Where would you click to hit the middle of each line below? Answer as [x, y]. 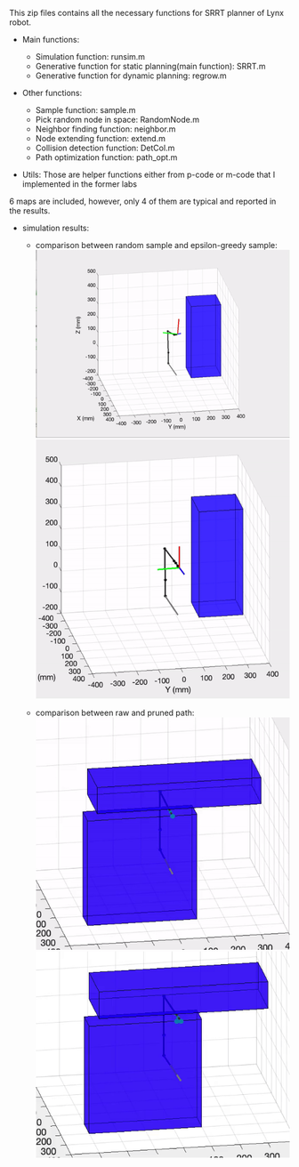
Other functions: [52, 93]
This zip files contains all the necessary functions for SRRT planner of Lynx [147, 13]
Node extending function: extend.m [101, 138]
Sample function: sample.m [85, 110]
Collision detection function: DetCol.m [105, 148]
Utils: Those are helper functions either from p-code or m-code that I [149, 174]
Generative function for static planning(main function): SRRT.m [150, 66]
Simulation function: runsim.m [90, 56]
